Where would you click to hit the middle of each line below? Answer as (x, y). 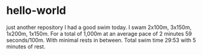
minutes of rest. (26, 47)
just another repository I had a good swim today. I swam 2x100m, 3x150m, (99, 27)
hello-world (36, 11)
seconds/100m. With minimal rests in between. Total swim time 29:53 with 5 (101, 40)
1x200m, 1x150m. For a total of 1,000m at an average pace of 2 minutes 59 (99, 33)
